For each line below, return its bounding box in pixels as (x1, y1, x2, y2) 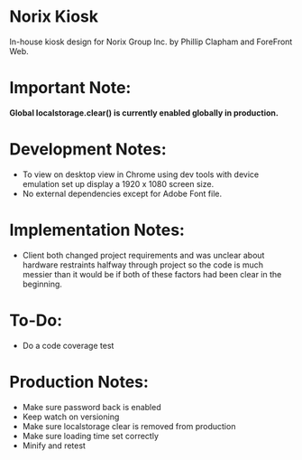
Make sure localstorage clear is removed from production (22, 420, 236, 431)
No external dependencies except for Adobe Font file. (22, 188, 223, 199)
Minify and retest (22, 440, 86, 451)
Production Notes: (9, 371, 149, 392)
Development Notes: (9, 139, 167, 160)
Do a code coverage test (22, 340, 114, 351)
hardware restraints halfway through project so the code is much (22, 259, 264, 270)
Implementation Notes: (9, 220, 185, 240)
